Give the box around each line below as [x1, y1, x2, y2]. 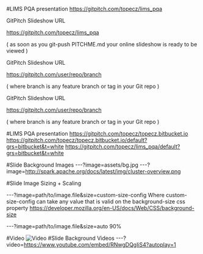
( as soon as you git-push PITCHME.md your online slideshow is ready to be [6, 41, 198, 48]
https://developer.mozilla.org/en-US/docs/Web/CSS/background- [29, 205, 195, 211]
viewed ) [6, 47, 29, 54]
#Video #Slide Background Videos [6, 234, 115, 242]
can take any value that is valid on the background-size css [36, 198, 186, 205]
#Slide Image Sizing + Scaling [6, 180, 81, 187]
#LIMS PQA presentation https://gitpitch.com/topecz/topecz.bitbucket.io [6, 130, 188, 137]
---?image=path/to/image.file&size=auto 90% [6, 223, 122, 230]
